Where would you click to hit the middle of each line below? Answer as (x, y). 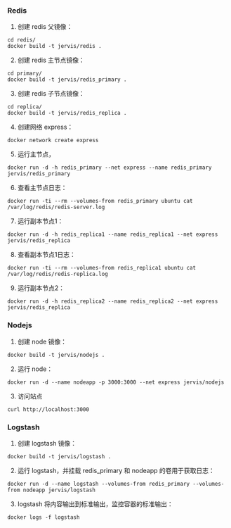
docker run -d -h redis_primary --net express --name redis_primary (110, 168)
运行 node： (35, 369)
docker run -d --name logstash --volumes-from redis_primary (99, 484)
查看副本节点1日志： (46, 255)
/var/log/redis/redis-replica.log (58, 274)
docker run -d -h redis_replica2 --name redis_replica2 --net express (113, 301)
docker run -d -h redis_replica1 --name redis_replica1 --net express (113, 234)
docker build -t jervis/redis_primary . (67, 80)
